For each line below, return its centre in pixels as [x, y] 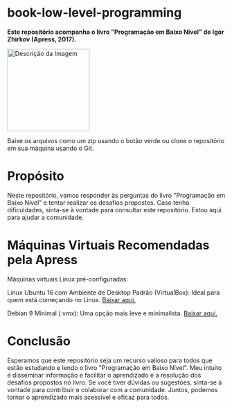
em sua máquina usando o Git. [51, 148]
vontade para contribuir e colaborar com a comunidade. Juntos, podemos [113, 389]
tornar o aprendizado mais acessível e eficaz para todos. [88, 397]
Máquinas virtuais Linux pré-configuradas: [68, 279]
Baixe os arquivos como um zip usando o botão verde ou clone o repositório [116, 140]
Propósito [36, 176]
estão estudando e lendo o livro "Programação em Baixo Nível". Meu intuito [115, 367]
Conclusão [39, 341]
